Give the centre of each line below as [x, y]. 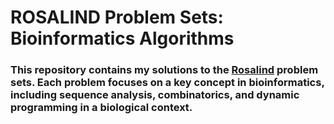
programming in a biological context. [101, 108]
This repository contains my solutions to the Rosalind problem [164, 70]
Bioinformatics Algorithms [122, 38]
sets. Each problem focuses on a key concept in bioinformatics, [167, 83]
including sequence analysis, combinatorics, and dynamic [155, 95]
